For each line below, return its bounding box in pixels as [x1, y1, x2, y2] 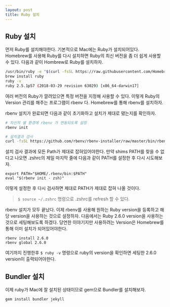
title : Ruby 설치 [5, 12, 39, 17]
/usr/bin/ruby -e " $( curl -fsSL [5, 69, 73, 74]
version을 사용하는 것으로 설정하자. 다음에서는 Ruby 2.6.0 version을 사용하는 [10, 213, 163, 219]
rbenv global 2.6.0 [5, 240, 47, 245]
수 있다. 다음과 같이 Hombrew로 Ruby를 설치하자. [5, 59, 104, 65]
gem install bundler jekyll [5, 297, 65, 302]
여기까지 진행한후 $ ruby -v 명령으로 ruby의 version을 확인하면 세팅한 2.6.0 [5, 250, 157, 256]
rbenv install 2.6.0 [5, 236, 49, 241]
